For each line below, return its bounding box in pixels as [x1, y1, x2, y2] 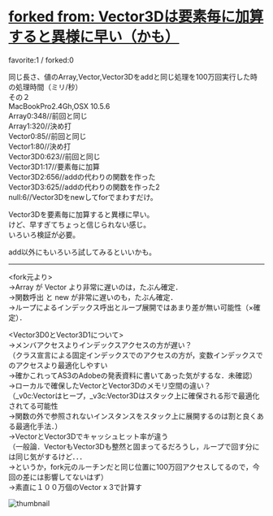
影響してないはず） [43, 472, 108, 482]
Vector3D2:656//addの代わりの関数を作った [8, 171, 156, 181]
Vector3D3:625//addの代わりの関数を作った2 [8, 182, 160, 192]
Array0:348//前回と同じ [8, 111, 88, 120]
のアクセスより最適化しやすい [8, 360, 108, 370]
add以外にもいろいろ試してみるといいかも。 [8, 247, 157, 257]
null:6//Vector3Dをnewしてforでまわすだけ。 [8, 192, 158, 202]
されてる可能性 [8, 401, 58, 410]
